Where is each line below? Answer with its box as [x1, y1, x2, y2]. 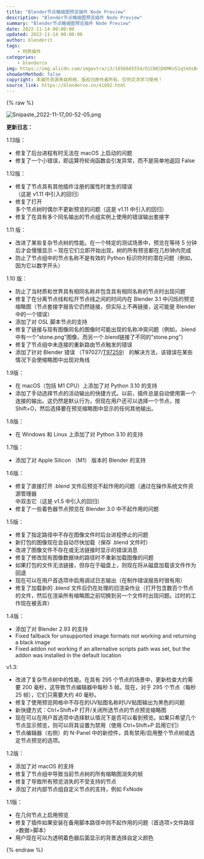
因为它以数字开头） [15, 262, 64, 269]
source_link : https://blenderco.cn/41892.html [6, 83, 126, 89]
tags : [6, 43, 20, 49]
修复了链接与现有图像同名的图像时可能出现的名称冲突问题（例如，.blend [15, 326, 196, 333]
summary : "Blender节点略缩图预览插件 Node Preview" [6, 20, 132, 26]
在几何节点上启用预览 [15, 812, 69, 818]
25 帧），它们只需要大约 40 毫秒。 [15, 691, 100, 698]
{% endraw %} [6, 846, 44, 854]
